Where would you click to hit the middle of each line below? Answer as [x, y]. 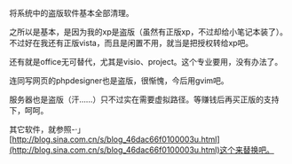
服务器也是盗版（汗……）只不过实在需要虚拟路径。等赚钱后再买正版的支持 [144, 99]
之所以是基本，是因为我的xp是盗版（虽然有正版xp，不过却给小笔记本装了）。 [149, 32]
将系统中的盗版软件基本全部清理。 [71, 13]
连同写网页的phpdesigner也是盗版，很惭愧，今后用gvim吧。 [119, 81]
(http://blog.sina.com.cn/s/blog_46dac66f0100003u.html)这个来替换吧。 [142, 150]
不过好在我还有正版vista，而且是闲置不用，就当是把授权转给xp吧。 [131, 43]
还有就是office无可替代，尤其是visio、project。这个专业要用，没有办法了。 [146, 62]
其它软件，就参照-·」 [47, 129]
